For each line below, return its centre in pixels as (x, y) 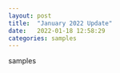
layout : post (30, 16)
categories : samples (43, 38)
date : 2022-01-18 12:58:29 (57, 30)
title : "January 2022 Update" (60, 23)
